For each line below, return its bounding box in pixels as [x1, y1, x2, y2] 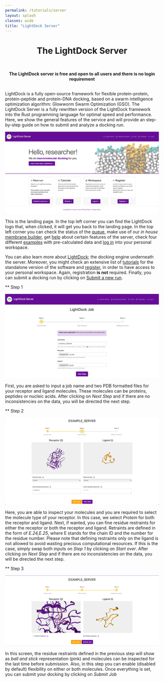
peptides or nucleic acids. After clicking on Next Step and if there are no [5, 393, 150, 399]
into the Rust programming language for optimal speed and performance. [5, 111, 152, 117]
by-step [5, 122, 21, 128]
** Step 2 [5, 408, 24, 414]
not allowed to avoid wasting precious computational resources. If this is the [5, 541, 158, 547]
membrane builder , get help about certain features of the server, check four [5, 234, 157, 240]
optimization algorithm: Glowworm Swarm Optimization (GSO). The [5, 101, 140, 107]
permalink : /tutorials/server [5, 8, 67, 13]
